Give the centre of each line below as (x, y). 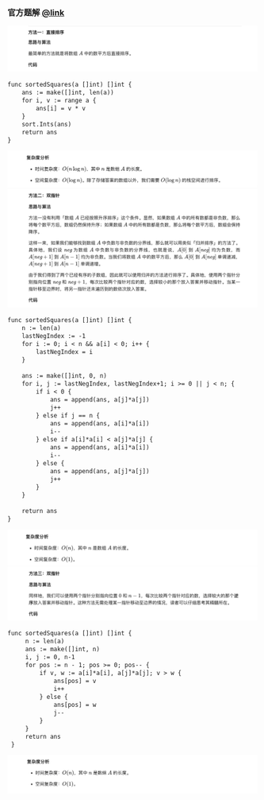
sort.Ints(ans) (47, 124)
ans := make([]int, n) (63, 649)
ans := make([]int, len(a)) (68, 92)
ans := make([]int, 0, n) (65, 376)
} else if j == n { (68, 416)
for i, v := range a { (59, 100)
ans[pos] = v (75, 681)
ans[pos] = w (75, 705)
